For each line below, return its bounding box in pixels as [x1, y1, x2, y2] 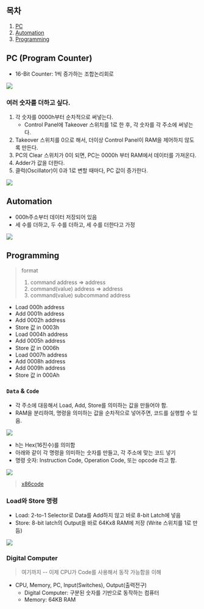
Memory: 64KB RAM [24, 596, 76, 604]
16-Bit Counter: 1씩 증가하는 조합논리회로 [15, 70, 114, 78]
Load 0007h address [15, 351, 68, 359]
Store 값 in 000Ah [15, 371, 60, 379]
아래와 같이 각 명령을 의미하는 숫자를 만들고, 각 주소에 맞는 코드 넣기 [15, 448, 176, 456]
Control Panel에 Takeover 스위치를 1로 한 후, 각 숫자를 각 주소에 [24, 121, 178, 128]
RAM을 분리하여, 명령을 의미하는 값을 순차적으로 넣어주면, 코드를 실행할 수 [15, 409, 192, 417]
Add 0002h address [15, 316, 66, 324]
